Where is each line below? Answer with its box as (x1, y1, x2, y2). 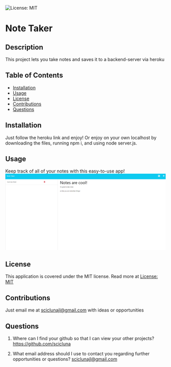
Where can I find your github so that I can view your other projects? (12, 335, 154, 342)
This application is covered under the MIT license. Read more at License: (5, 273, 158, 279)
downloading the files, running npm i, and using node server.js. (5, 140, 137, 146)
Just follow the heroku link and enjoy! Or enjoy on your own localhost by (5, 134, 157, 140)
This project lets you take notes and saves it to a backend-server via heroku (5, 57, 164, 62)
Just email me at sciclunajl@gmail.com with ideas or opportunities (5, 307, 144, 313)
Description (5, 43, 43, 51)
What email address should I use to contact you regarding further (12, 351, 150, 357)
